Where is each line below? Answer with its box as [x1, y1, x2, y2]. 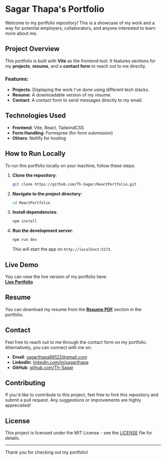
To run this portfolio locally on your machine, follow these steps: [5, 162, 136, 169]
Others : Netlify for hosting [12, 135, 66, 141]
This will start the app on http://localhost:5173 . [12, 246, 112, 252]
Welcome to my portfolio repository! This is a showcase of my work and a [5, 20, 155, 26]
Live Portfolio [5, 278, 33, 285]
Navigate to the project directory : [12, 190, 83, 196]
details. [5, 435, 20, 441]
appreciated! [5, 402, 31, 409]
